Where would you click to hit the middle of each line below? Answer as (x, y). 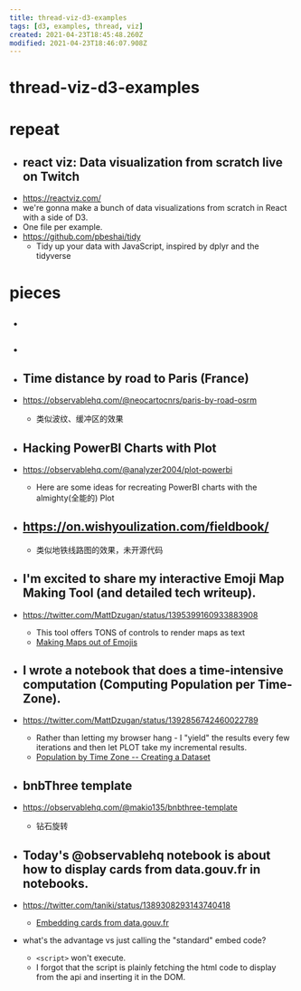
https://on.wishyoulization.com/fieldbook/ (146, 527)
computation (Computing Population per (139, 685)
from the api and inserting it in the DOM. (111, 977)
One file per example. (62, 227)
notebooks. (55, 883)
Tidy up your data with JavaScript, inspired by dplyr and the (147, 246)
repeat (35, 129)
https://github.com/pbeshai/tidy (82, 237)
